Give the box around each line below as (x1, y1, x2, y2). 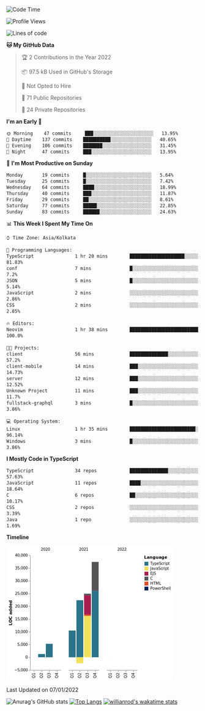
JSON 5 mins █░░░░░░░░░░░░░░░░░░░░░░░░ (6, 278, 199, 284)
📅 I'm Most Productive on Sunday (6, 160, 93, 166)
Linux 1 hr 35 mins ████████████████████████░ (6, 426, 199, 432)
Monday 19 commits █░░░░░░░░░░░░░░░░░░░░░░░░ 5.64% (6, 172, 174, 178)
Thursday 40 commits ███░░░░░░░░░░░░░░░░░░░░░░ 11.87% (6, 190, 176, 196)
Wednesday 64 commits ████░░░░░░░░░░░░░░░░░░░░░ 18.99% (6, 184, 176, 190)
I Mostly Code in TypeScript (6, 455, 78, 462)
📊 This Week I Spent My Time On (6, 220, 93, 227)
